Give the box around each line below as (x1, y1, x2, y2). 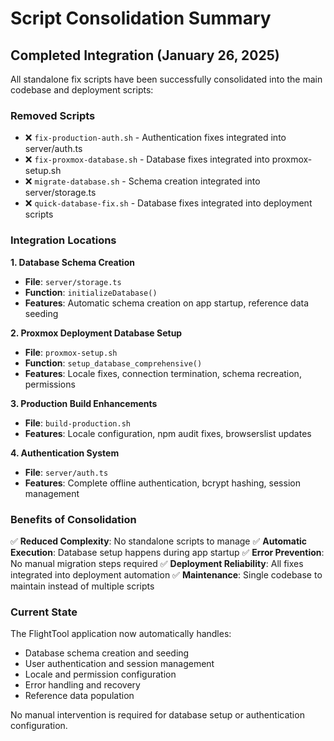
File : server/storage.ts (24, 275, 122, 287)
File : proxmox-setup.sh (24, 346, 118, 358)
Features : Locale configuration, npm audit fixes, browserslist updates (24, 427, 312, 439)
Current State (10, 605, 78, 619)
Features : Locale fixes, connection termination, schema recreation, (24, 367, 302, 379)
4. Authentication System (10, 447, 120, 459)
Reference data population (24, 690, 135, 702)
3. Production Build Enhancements (10, 397, 158, 409)
